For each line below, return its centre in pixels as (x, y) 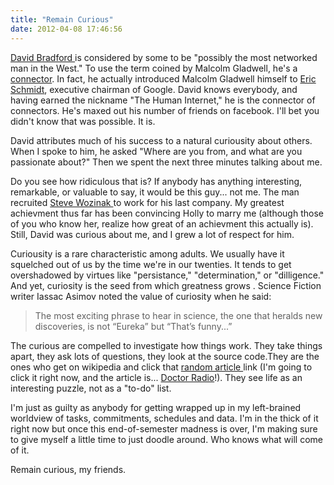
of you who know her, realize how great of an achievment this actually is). (162, 223)
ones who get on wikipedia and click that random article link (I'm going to (161, 367)
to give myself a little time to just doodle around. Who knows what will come (166, 439)
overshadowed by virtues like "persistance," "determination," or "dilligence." (167, 275)
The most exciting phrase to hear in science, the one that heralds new (178, 315)
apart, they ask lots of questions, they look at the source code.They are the (165, 356)
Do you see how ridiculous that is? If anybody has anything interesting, (156, 181)
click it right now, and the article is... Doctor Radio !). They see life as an (156, 377)
